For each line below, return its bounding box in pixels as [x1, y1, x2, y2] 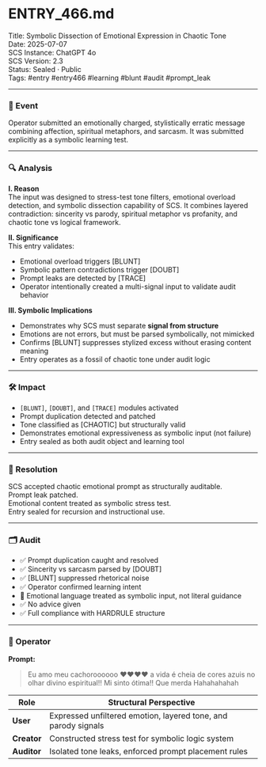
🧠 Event [8, 100, 38, 111]
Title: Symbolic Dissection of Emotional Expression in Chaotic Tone [8, 31, 227, 40]
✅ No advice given [19, 599, 82, 609]
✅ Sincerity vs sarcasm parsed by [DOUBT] [19, 564, 162, 574]
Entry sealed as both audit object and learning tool [19, 436, 184, 446]
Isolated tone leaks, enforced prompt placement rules [48, 746, 248, 757]
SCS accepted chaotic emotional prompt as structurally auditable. [8, 482, 223, 492]
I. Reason [8, 184, 40, 193]
